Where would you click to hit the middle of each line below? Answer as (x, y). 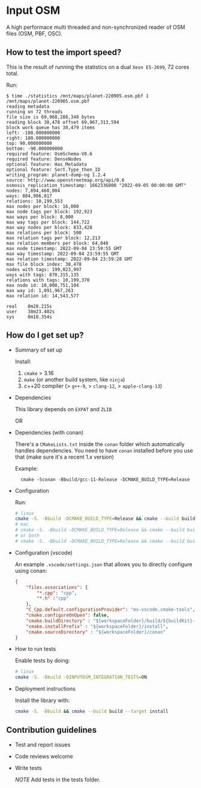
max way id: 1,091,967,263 (40, 290)
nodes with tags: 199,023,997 (44, 269)
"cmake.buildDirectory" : (58, 621)
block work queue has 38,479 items (51, 127)
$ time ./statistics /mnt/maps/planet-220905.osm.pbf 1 (77, 96)
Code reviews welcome (44, 756)
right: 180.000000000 (33, 138)
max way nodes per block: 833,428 (49, 227)
